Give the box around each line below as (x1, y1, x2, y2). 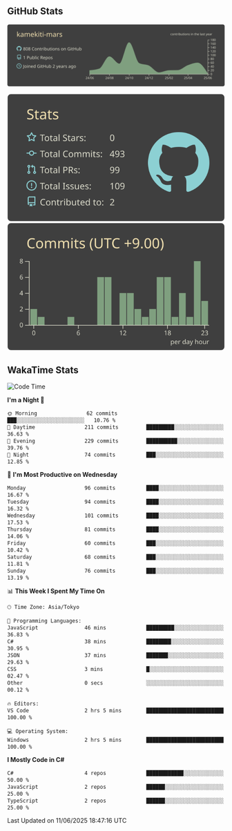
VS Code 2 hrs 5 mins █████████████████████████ (7, 707, 224, 714)
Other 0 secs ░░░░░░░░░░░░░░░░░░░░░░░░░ (7, 680, 224, 687)
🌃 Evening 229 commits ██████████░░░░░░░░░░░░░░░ (7, 438, 224, 444)
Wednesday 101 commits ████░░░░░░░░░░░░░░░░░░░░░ (7, 512, 224, 520)
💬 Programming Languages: (7, 618, 81, 625)
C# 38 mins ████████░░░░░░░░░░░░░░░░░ (7, 638, 224, 645)
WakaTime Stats (7, 364, 79, 375)
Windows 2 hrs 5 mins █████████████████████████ (7, 736, 224, 744)
